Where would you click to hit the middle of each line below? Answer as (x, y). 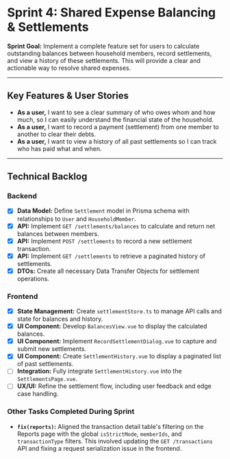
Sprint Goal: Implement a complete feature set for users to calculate (103, 46)
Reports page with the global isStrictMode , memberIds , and (100, 434)
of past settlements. (45, 364)
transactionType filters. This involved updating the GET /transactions (115, 441)
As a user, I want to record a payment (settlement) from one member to (118, 127)
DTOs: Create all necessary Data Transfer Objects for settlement (108, 271)
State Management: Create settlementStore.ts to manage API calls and (119, 311)
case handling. (38, 394)
